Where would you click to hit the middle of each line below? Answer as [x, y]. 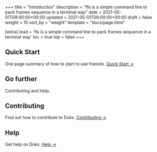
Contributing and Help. [28, 91]
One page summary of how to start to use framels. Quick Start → [70, 64]
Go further [21, 79]
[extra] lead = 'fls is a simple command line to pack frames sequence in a [78, 32]
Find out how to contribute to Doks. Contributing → [56, 118]
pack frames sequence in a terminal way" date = [53, 12]
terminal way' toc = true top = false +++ [45, 37]
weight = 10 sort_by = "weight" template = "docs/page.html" [65, 22]
